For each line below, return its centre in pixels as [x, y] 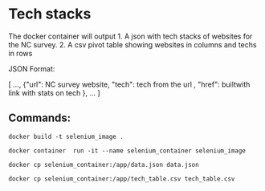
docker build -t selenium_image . [66, 136]
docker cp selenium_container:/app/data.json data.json [104, 165]
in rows [20, 53]
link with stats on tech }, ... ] [54, 92]
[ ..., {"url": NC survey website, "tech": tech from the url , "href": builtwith [129, 84]
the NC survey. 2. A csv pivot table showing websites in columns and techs [132, 44]
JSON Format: [32, 68]
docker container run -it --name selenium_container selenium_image [127, 150]
